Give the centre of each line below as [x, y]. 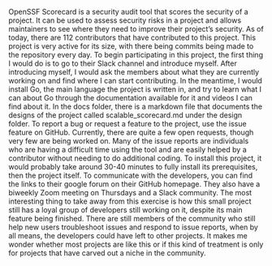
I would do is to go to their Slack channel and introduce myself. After [123, 63]
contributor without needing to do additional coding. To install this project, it [135, 158]
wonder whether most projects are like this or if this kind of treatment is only [136, 244]
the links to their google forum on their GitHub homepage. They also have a [134, 184]
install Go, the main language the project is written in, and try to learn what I [135, 89]
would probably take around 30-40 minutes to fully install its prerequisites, [133, 167]
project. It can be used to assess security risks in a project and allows [125, 20]
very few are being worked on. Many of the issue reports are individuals [129, 141]
